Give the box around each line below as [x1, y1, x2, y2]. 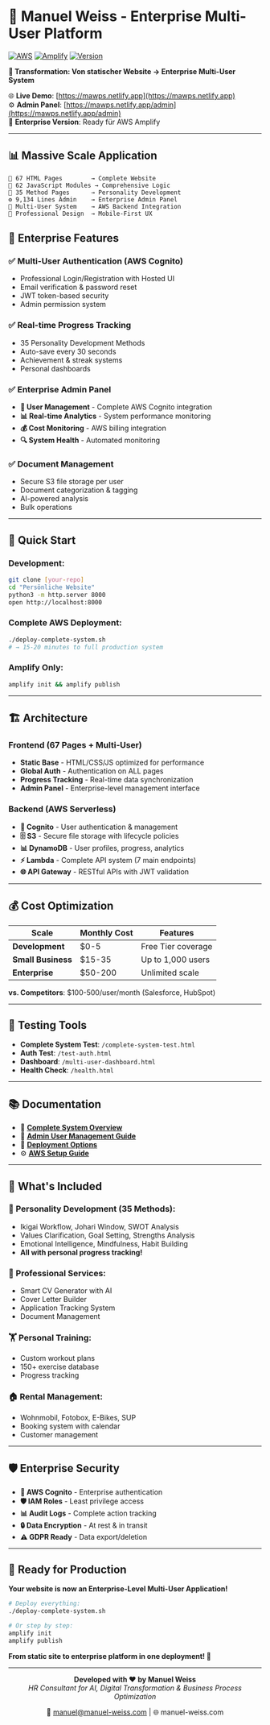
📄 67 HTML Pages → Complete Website [8, 174, 157, 182]
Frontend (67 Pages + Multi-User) [8, 740, 142, 751]
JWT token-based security [19, 291, 109, 301]
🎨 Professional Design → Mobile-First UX [8, 209, 153, 218]
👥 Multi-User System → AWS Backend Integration [8, 202, 182, 210]
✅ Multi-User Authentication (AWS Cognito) [8, 255, 183, 267]
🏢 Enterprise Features [8, 231, 119, 245]
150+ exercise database [19, 1362, 100, 1372]
